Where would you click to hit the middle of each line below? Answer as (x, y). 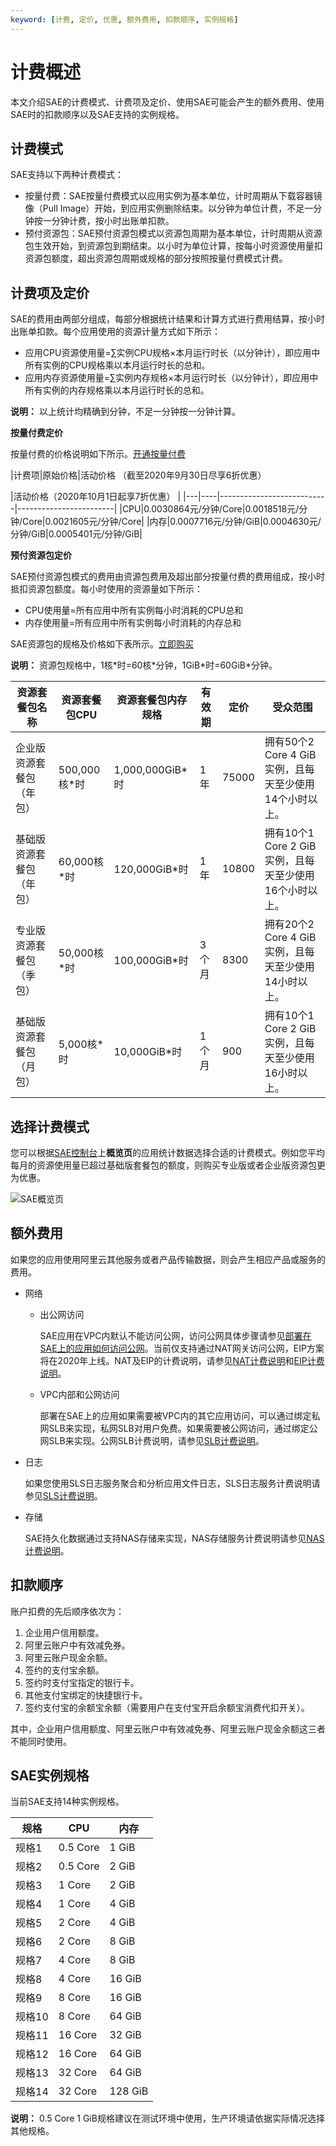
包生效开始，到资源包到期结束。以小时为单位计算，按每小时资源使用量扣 (173, 246)
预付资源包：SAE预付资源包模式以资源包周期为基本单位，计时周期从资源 (173, 233)
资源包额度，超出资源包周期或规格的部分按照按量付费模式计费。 (156, 258)
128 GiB (129, 2091)
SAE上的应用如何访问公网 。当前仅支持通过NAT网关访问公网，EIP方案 (182, 1348)
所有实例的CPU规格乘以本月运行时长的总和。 (117, 365)
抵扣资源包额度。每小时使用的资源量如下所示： (106, 589)
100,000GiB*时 (151, 961)
